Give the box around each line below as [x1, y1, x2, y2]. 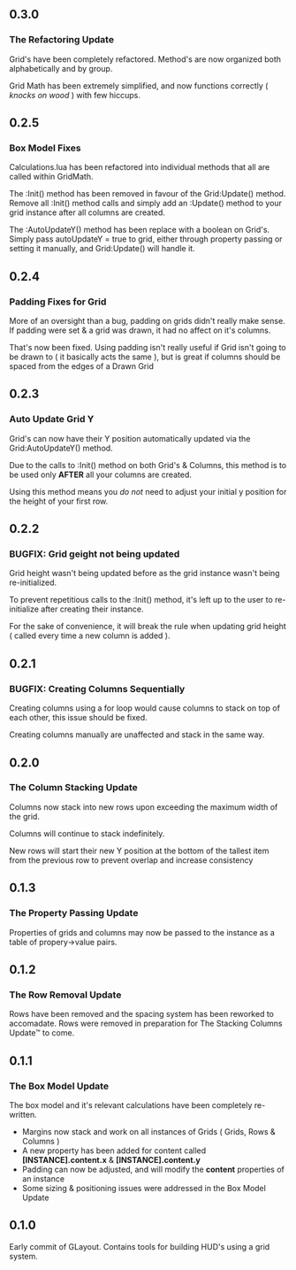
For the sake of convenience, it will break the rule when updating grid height [9, 621, 287, 632]
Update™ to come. [9, 1028, 75, 1038]
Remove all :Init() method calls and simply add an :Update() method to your [9, 198, 283, 209]
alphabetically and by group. [9, 63, 113, 73]
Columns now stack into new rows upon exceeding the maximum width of [9, 801, 278, 812]
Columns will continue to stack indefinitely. [9, 827, 165, 839]
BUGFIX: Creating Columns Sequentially [9, 682, 186, 695]
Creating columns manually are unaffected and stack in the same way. [9, 729, 265, 740]
